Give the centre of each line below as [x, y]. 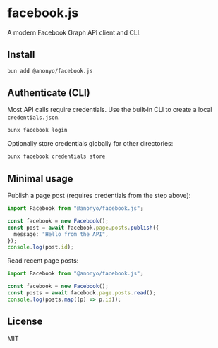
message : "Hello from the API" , [61, 234]
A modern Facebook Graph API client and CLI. [74, 32]
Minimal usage [40, 179]
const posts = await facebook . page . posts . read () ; [82, 293]
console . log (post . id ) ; [41, 247]
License [25, 322]
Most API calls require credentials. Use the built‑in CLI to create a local [110, 110]
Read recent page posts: [43, 261]
